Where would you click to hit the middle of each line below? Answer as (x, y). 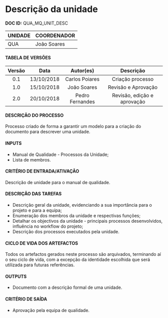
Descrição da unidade (52, 9)
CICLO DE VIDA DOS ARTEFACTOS (42, 243)
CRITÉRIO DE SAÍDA (26, 299)
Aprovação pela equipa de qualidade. (51, 310)
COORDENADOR (55, 35)
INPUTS (13, 143)
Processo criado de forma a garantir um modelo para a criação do (73, 126)
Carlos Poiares (82, 79)
